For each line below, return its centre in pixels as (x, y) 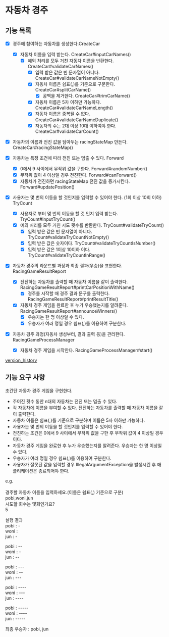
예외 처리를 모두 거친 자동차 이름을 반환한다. (71, 61)
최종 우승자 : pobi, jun (27, 629)
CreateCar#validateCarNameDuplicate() (77, 120)
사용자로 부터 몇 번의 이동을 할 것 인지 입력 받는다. (69, 213)
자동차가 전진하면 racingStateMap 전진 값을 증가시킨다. (75, 181)
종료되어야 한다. (54, 471)
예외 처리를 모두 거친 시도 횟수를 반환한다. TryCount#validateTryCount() (92, 225)
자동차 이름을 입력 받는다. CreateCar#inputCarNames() (75, 55)
